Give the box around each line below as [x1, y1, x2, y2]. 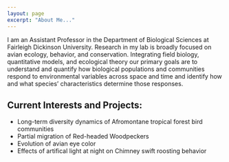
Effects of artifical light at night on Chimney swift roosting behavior [17, 147, 207, 155]
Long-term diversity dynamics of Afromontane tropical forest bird [17, 118, 203, 126]
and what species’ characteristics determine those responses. [7, 79, 184, 88]
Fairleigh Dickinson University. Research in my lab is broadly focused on [7, 43, 212, 51]
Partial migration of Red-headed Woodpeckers [17, 132, 149, 141]
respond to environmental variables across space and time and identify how [7, 72, 222, 80]
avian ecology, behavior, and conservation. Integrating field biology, [7, 50, 199, 59]
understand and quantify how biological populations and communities [7, 65, 205, 73]
